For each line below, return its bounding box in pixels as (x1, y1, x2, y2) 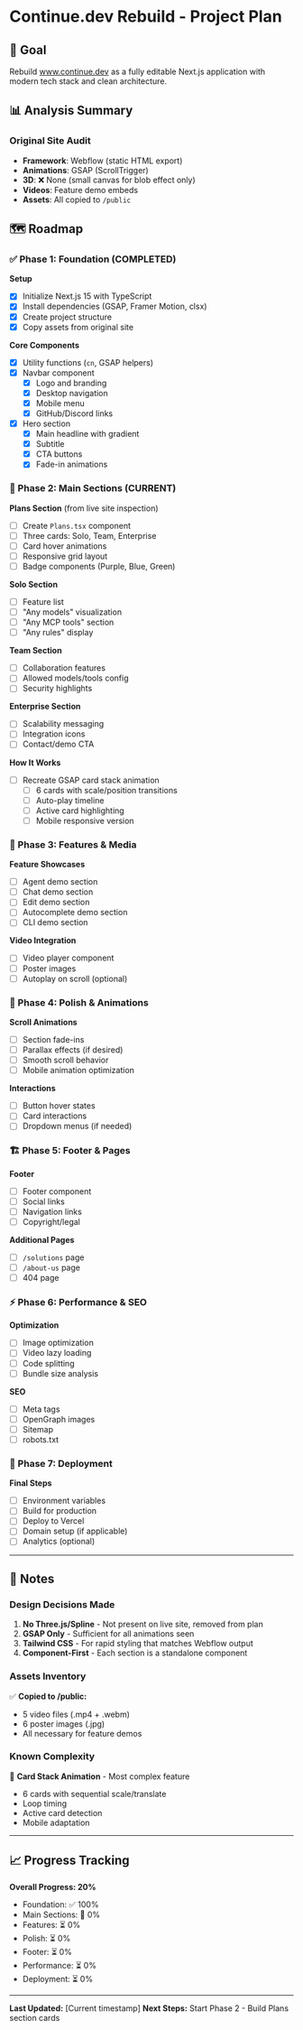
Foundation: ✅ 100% (22, 1898, 99, 1910)
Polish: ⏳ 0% (22, 1933, 71, 1943)
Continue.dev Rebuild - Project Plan (9, 6, 282, 27)
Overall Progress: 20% (9, 1881, 96, 1892)
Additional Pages (9, 1234, 75, 1245)
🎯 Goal (9, 42, 47, 58)
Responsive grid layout (22, 551, 108, 561)
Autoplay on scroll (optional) (22, 973, 128, 984)
